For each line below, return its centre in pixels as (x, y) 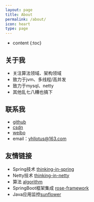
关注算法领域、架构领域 (37, 73)
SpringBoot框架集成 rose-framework (51, 188)
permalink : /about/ (26, 19)
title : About (19, 15)
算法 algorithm (28, 181)
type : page (17, 29)
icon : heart (18, 24)
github (19, 122)
